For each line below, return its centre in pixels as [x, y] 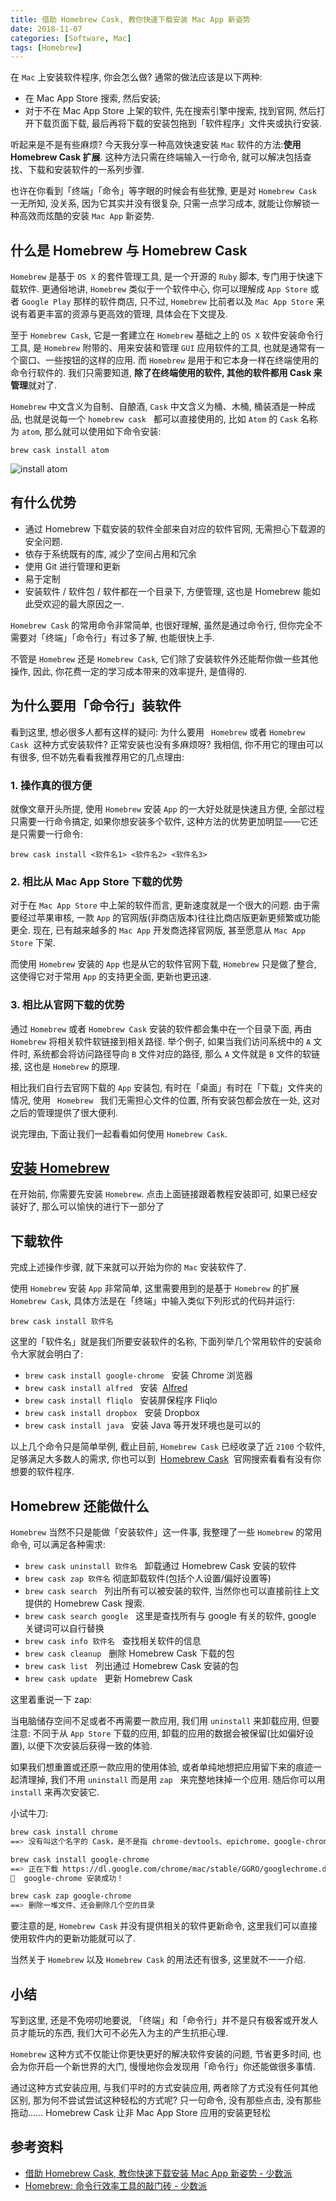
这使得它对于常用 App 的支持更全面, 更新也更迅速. [111, 977]
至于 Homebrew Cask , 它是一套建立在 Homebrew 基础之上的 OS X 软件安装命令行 [167, 335]
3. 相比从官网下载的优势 [67, 1005]
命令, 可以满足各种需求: [58, 1545]
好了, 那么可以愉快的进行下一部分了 [91, 1207]
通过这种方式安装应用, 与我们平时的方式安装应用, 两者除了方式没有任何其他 [164, 2087]
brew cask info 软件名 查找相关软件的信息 [113, 1641]
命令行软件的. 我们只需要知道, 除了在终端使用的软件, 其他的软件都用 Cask [161, 373]
